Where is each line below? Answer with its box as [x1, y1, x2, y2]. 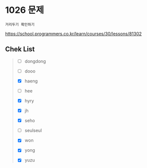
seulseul [24, 127, 42, 133]
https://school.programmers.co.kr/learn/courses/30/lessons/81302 [5, 31, 142, 37]
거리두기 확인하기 [5, 22, 35, 27]
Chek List [5, 45, 35, 53]
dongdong [24, 58, 46, 64]
